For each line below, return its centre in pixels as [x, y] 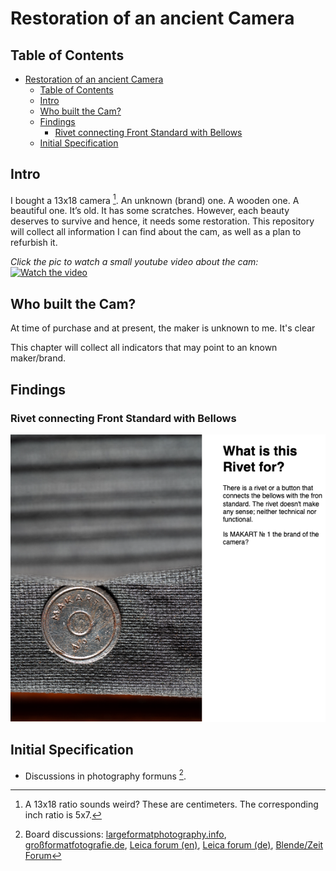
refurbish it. [34, 243]
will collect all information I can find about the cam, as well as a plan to [156, 232]
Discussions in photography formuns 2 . [105, 775]
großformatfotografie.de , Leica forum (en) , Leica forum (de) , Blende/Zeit [174, 845]
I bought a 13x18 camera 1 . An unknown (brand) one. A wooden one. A [155, 199]
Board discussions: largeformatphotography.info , [125, 834]
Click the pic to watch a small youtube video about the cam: [134, 262]
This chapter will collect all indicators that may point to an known [144, 348]
